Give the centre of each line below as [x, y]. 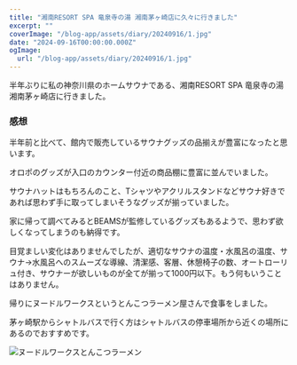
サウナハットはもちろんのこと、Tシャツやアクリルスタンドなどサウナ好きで [147, 191]
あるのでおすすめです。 [52, 333]
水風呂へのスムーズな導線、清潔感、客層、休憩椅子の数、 [137, 262]
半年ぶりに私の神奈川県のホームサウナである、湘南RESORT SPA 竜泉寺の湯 [147, 85]
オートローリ [264, 262]
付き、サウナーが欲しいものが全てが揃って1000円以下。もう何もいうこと [149, 274]
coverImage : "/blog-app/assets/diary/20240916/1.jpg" [111, 34]
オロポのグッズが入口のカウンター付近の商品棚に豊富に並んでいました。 [141, 172]
